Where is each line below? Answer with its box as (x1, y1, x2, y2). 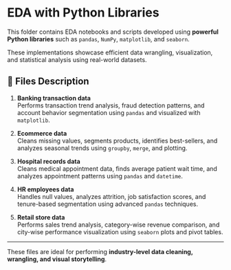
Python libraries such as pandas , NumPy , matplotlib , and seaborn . (7, 34, 190, 43)
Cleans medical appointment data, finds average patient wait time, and (16, 164, 218, 173)
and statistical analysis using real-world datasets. (7, 55, 147, 63)
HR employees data (16, 185, 74, 194)
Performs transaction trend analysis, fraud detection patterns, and (16, 101, 205, 110)
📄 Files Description (7, 76, 89, 87)
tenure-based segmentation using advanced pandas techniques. (16, 200, 198, 208)
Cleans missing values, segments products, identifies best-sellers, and (16, 136, 218, 145)
